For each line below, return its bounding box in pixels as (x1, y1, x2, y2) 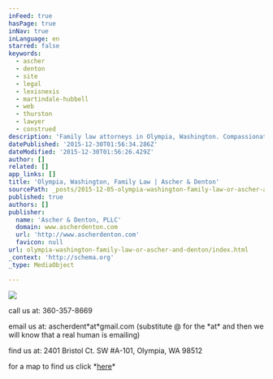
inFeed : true (8, 11, 53, 20)
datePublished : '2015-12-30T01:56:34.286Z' (8, 140, 158, 149)
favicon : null (15, 239, 63, 247)
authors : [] (8, 200, 49, 209)
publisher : (8, 208, 45, 216)
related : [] (8, 163, 49, 171)
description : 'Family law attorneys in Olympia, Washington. (8, 132, 220, 140)
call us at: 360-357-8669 (8, 305, 93, 315)
